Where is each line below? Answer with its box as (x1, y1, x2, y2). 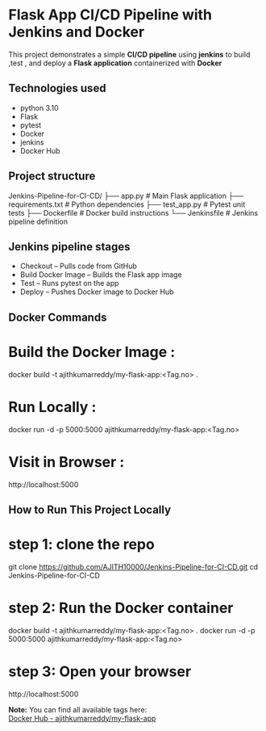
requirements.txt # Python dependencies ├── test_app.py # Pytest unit (8, 200, 246, 209)
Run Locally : (8, 397, 97, 416)
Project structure (8, 170, 96, 183)
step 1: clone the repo (8, 536, 155, 554)
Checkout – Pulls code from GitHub (19, 261, 137, 271)
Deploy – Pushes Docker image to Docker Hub (19, 287, 174, 296)
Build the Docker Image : (8, 342, 176, 361)
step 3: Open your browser (8, 662, 192, 681)
